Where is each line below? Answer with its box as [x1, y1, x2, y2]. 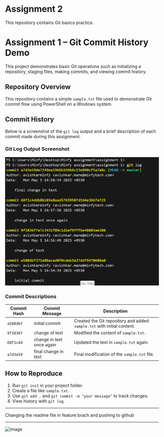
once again [34, 342, 57, 348]
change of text [34, 330, 63, 336]
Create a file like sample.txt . [12, 388, 69, 393]
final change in [34, 349, 63, 355]
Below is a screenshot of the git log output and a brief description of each [5, 128, 156, 134]
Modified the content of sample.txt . [74, 330, 145, 336]
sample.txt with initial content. [74, 323, 135, 329]
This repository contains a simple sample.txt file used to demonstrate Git [5, 96, 152, 101]
